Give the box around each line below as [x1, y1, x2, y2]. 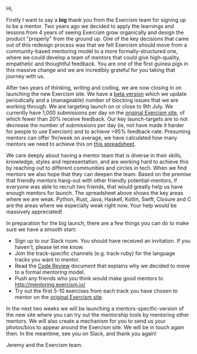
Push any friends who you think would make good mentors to [14, 275, 163, 282]
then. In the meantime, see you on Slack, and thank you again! [6, 330, 157, 337]
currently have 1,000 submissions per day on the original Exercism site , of [6, 109, 185, 116]
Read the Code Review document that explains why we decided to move [14, 262, 190, 269]
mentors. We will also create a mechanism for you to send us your [6, 317, 166, 325]
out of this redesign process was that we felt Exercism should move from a [6, 41, 187, 48]
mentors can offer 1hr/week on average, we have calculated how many [6, 134, 178, 141]
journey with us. [6, 73, 45, 80]
